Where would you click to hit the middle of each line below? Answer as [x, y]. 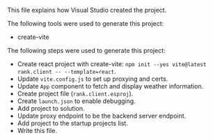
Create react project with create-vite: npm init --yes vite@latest [112, 64]
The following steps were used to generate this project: [86, 50]
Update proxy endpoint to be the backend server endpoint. [102, 116]
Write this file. [37, 131]
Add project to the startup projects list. [73, 123]
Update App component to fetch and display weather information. [110, 86]
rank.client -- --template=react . [66, 71]
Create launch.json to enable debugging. [76, 101]
